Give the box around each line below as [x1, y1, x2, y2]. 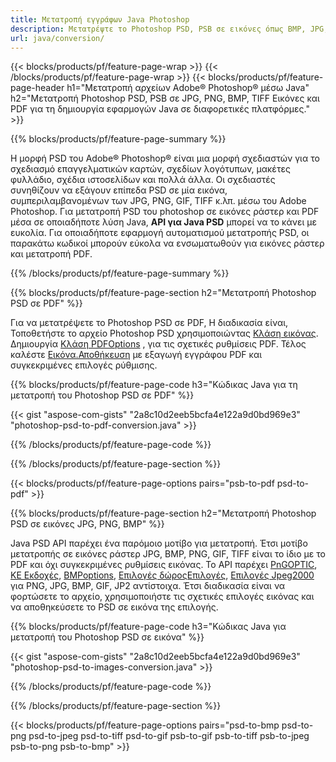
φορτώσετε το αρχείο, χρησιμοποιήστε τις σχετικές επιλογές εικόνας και [10, 591, 315, 603]
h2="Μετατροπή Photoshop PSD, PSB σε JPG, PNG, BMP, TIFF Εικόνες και [10, 92, 320, 105]
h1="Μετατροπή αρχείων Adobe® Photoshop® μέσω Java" [66, 82, 310, 94]
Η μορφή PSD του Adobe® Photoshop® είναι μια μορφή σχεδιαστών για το [10, 152, 320, 165]
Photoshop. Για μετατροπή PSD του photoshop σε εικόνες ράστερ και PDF [10, 206, 320, 218]
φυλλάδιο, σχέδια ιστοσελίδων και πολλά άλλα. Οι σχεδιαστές [10, 174, 276, 186]
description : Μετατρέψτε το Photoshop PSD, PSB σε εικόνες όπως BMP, [10, 24, 307, 34]
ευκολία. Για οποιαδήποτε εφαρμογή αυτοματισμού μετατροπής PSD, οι [10, 227, 310, 239]
